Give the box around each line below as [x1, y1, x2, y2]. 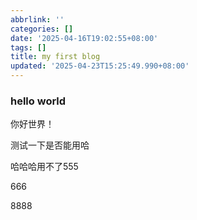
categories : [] [10, 24, 74, 34]
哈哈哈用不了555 [10, 161, 79, 173]
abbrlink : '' [10, 14, 65, 25]
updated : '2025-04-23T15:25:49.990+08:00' [10, 61, 190, 71]
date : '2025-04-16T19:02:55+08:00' [10, 33, 159, 43]
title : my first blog [10, 52, 101, 62]
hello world [10, 94, 67, 108]
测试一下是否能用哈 [10, 139, 90, 151]
